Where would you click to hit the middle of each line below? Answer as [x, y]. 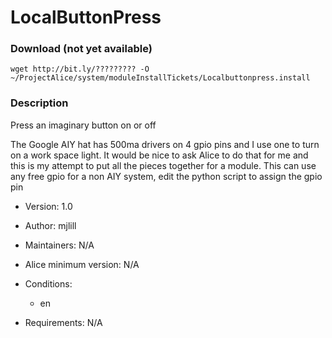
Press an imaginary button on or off [83, 125]
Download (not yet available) [81, 49]
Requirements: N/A [63, 322]
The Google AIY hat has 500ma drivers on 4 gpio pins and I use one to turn [165, 144]
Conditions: [48, 283]
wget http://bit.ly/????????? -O [80, 69]
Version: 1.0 [48, 206]
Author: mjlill [50, 225]
